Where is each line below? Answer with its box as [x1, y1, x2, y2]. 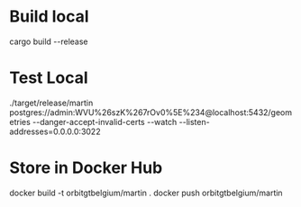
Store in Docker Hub [9, 157, 163, 178]
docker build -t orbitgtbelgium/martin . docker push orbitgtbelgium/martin [9, 187, 283, 198]
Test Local [9, 67, 88, 88]
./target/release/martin [9, 97, 94, 108]
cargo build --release [9, 36, 88, 47]
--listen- [178, 116, 210, 127]
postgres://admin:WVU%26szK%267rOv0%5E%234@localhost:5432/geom [9, 106, 293, 118]
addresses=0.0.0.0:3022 [9, 126, 101, 137]
